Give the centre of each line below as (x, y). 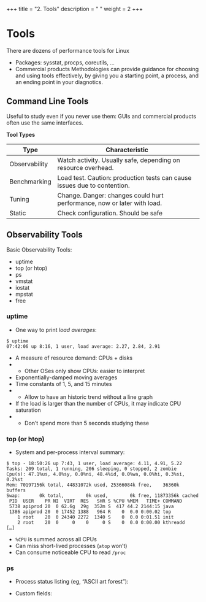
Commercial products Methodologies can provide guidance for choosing (107, 69)
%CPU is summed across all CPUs (56, 539)
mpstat (24, 294)
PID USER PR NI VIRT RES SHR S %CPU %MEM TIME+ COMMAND (96, 501)
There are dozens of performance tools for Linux (68, 50)
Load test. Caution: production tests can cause (124, 177)
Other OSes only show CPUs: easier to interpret (85, 371)
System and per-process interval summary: (70, 452)
